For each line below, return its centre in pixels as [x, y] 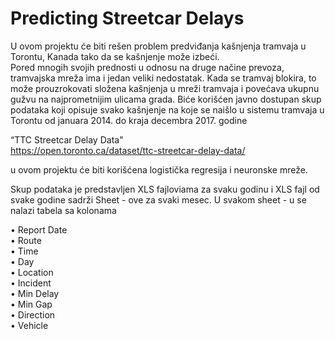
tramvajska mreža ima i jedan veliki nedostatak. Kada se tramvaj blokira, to [163, 78]
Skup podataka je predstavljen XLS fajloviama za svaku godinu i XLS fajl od [165, 189]
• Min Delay [35, 293]
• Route [26, 240]
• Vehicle [29, 325]
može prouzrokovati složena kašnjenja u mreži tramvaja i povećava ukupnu [165, 88]
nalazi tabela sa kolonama [63, 210]
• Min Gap [31, 304]
